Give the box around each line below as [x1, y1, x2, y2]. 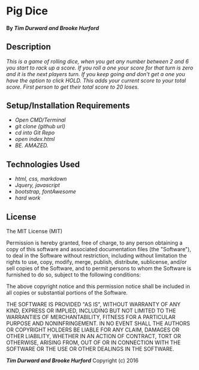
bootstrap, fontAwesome [14, 188, 76, 195]
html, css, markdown [14, 175, 67, 182]
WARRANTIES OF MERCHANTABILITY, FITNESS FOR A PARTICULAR [6, 314, 176, 321]
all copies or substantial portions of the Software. [6, 289, 128, 296]
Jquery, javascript [14, 182, 60, 189]
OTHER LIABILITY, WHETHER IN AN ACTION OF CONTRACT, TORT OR [6, 333, 181, 340]
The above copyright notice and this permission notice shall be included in [6, 283, 190, 290]
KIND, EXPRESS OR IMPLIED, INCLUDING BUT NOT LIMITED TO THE [6, 307, 176, 314]
